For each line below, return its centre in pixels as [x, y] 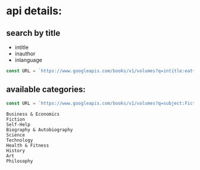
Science [16, 135]
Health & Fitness [28, 145]
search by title [33, 33]
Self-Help [18, 124]
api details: [34, 11]
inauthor [25, 54]
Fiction [16, 119]
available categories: [46, 90]
